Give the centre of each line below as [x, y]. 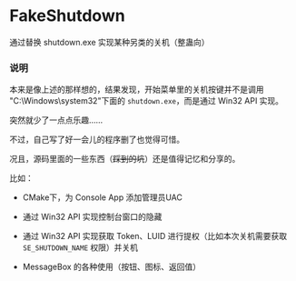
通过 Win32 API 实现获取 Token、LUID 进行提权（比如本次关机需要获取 [155, 236]
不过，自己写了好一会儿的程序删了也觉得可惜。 [97, 140]
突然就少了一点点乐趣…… [56, 120]
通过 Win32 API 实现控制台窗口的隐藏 [92, 217]
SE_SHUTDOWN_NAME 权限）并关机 [80, 247]
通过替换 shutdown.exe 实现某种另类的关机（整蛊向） [110, 42]
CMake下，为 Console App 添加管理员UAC [103, 197]
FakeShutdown [67, 16]
